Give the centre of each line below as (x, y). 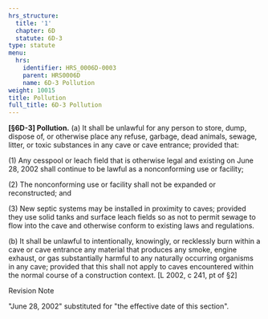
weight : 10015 (32, 90)
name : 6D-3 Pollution (59, 83)
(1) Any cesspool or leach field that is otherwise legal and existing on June (131, 160)
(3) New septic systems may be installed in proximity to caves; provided (127, 208)
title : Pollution (37, 98)
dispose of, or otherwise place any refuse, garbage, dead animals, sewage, (133, 136)
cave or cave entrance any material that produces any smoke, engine (123, 250)
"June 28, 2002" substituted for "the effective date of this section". (119, 306)
